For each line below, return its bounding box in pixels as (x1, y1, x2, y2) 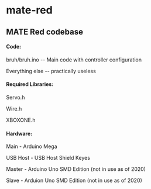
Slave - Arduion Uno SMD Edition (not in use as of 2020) (6, 177, 142, 184)
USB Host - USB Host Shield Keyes (6, 154, 91, 161)
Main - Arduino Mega (6, 143, 57, 150)
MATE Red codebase (6, 27, 84, 37)
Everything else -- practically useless (6, 67, 97, 74)
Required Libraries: (6, 81, 54, 88)
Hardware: (6, 130, 33, 137)
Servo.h (6, 94, 25, 101)
